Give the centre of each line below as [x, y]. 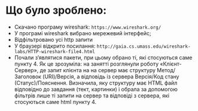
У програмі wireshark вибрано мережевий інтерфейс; [83, 33]
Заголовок [28, 76]
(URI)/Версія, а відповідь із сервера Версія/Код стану [111, 76]
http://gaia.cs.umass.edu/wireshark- [144, 46]
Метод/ [166, 70]
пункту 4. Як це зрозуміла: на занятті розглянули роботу [86, 64]
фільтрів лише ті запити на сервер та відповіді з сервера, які [92, 95]
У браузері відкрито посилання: [55, 46]
